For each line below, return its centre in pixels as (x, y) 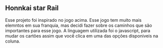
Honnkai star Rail (32, 8)
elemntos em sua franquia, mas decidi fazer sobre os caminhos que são (79, 25)
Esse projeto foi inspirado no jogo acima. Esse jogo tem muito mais (74, 20)
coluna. (13, 41)
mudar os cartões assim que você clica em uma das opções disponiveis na (82, 36)
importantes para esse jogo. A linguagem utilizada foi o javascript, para (78, 30)
